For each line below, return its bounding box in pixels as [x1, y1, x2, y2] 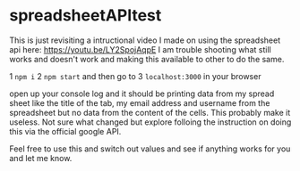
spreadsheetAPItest [9, 5, 162, 26]
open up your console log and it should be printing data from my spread [9, 88, 275, 99]
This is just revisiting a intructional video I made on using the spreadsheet [9, 35, 281, 45]
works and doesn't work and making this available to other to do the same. [9, 53, 285, 64]
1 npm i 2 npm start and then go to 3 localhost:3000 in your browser [9, 70, 261, 81]
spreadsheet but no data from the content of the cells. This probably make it [9, 107, 291, 118]
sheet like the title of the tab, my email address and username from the [9, 97, 270, 108]
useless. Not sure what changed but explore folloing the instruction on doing [9, 117, 292, 127]
